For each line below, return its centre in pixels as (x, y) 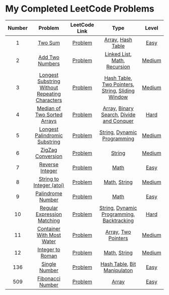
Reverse (49, 164)
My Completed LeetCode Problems (80, 9)
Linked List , (118, 54)
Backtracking (118, 220)
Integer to (49, 249)
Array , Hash (118, 39)
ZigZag (49, 150)
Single (49, 264)
